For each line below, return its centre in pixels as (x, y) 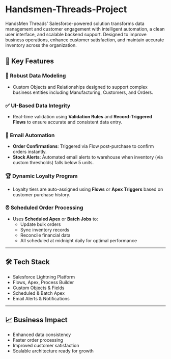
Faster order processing (38, 340)
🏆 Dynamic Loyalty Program (41, 176)
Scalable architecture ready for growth (53, 351)
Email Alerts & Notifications (41, 298)
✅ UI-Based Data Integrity (38, 106)
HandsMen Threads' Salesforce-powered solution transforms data (75, 23)
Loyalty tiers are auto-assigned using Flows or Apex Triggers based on (88, 189)
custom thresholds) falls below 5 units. (53, 163)
